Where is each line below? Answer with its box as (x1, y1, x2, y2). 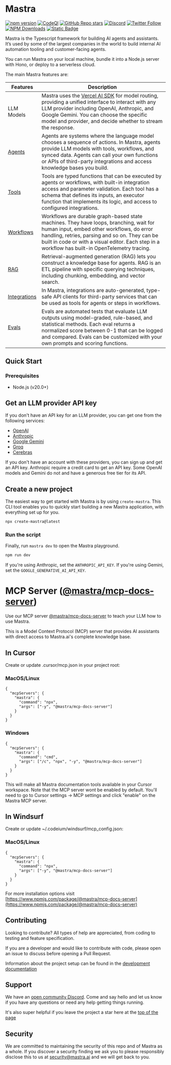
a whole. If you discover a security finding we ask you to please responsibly (5, 1049, 164, 1055)
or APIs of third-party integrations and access (41, 158, 152, 165)
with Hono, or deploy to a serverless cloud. (5, 61, 96, 67)
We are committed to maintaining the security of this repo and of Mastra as (5, 1043, 163, 1049)
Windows (5, 730, 30, 737)
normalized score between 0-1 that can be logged (41, 327, 163, 334)
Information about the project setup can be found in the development (5, 960, 150, 966)
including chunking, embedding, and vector (41, 272, 146, 279)
